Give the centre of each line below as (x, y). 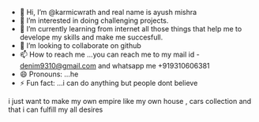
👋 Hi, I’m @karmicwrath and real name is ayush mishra (108, 12)
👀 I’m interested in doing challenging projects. (94, 20)
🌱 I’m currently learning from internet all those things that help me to (131, 29)
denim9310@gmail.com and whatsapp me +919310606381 (115, 66)
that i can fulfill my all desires (56, 109)
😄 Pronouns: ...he (49, 74)
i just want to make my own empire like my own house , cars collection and (130, 101)
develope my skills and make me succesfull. (91, 37)
